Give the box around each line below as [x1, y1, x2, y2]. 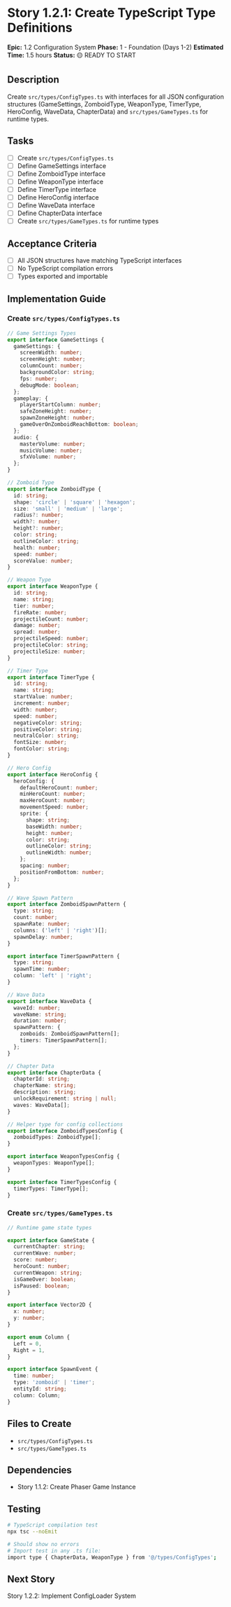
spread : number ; [13, 628, 61, 635]
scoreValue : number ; [13, 557, 73, 565]
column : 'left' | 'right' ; [13, 972, 92, 979]
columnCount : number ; [20, 362, 82, 369]
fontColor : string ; [13, 745, 70, 752]
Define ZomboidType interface [17, 170, 106, 178]
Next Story [7, 1573, 55, 1585]
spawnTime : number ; [13, 965, 70, 973]
